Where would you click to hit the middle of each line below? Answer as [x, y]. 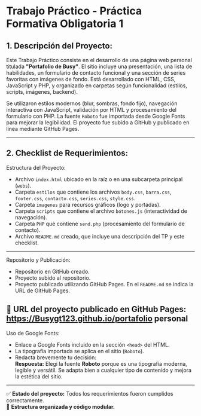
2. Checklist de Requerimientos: [67, 153]
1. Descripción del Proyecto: [59, 46]
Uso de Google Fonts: [33, 333]
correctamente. [25, 400]
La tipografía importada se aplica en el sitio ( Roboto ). [80, 351]
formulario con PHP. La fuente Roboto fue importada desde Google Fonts [96, 116]
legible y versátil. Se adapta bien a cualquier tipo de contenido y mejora [103, 370]
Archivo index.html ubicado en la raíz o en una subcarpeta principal [99, 179]
